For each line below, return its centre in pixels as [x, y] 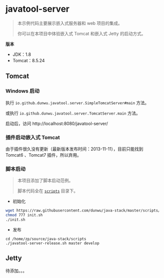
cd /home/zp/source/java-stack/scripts [46, 239]
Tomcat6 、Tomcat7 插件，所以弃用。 [44, 155]
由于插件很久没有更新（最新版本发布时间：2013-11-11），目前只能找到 [74, 149]
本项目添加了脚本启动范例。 [45, 181]
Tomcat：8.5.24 [29, 60]
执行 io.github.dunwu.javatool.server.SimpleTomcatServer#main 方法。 [77, 103]
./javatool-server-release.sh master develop [52, 243]
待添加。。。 [16, 271]
